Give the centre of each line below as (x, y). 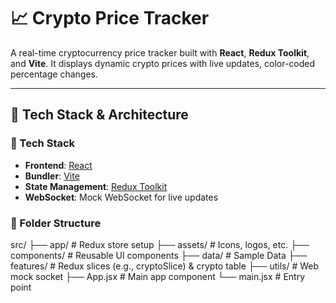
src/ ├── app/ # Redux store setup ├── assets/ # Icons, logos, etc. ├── (160, 244)
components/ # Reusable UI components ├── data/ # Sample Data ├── (159, 255)
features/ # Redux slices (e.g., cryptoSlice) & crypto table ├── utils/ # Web (165, 266)
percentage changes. (54, 74)
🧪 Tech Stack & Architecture (99, 115)
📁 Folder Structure (56, 223)
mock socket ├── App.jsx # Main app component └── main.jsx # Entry (158, 276)
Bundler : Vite (52, 176)
